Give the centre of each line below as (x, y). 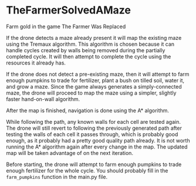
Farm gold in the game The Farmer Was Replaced (66, 26)
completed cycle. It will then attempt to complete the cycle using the (89, 56)
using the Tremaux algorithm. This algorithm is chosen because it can (90, 44)
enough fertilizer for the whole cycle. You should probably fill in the (87, 170)
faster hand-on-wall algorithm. (43, 99)
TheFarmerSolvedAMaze (68, 10)
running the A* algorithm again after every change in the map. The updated (97, 147)
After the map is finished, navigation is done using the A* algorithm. (87, 110)
